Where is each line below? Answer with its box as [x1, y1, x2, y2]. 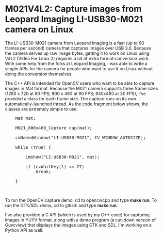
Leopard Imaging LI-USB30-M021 [5, 14, 143, 25]
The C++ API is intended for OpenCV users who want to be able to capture [5, 80, 155, 86]
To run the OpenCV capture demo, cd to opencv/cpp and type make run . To [5, 197, 157, 203]
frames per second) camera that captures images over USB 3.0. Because [5, 45, 151, 51]
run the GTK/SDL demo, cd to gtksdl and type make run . [5, 202, 118, 208]
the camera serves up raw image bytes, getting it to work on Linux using [5, 50, 149, 56]
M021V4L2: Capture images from [5, 3, 142, 15]
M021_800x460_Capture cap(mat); [15, 125, 92, 130]
